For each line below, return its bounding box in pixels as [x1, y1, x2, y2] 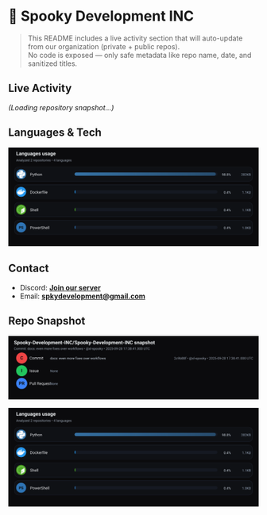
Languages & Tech [8, 126, 102, 140]
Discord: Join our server [19, 282, 101, 292]
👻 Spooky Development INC [8, 7, 195, 25]
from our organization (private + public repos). [27, 41, 180, 51]
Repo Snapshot [8, 314, 86, 328]
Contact [8, 262, 49, 275]
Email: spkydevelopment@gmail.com [19, 291, 145, 301]
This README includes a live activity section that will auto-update [27, 33, 243, 43]
